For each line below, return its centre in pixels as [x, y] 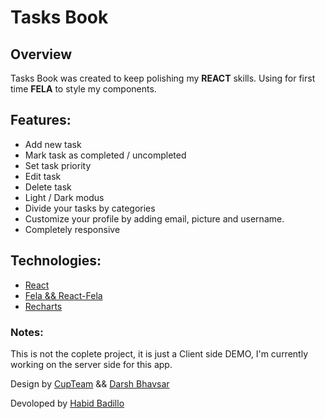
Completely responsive [72, 229]
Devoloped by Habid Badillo [67, 403]
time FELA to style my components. [83, 89]
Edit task [43, 176]
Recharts [43, 306]
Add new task [53, 144]
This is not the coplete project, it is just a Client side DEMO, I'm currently [159, 353]
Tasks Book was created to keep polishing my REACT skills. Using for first [163, 78]
